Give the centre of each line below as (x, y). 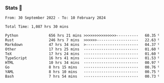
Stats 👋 (14, 8)
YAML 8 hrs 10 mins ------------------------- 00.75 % (83, 72)
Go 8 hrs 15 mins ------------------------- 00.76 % (83, 67)
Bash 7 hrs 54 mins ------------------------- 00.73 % (83, 76)
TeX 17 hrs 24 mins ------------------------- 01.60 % (83, 54)
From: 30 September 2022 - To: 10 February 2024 (55, 18)
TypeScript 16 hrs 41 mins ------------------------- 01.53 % (83, 58)
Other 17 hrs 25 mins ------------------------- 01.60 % (83, 49)
